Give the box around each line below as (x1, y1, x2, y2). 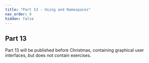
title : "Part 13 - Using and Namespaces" (5, 7, 91, 12)
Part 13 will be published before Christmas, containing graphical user (5, 47, 145, 53)
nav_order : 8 (5, 12, 32, 17)
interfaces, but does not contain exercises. (5, 52, 92, 59)
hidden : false (5, 16, 34, 21)
